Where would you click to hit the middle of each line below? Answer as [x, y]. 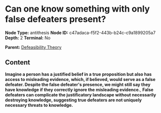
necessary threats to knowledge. [39, 105]
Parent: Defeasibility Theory [33, 47]
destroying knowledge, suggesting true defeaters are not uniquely [73, 100]
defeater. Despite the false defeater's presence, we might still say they [78, 84]
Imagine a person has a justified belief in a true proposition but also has [78, 74]
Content [18, 62]
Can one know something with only [78, 9]
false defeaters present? [56, 19]
